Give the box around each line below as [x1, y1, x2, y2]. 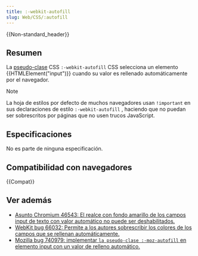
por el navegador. [6, 76, 49, 83]
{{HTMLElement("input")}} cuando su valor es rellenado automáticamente [6, 70, 188, 77]
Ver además [6, 195, 52, 205]
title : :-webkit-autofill [6, 8, 70, 15]
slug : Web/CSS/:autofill [6, 14, 68, 20]
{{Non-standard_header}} [6, 30, 70, 38]
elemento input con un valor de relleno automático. [14, 242, 140, 250]
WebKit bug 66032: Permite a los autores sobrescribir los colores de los [14, 224, 192, 231]
